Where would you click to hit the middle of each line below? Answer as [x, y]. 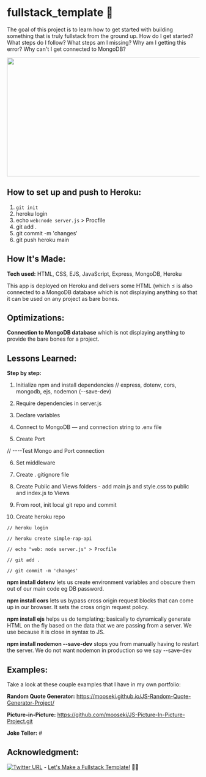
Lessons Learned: [42, 358]
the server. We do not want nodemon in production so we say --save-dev [99, 650]
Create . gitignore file [42, 475]
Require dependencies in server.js [59, 403]
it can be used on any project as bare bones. [63, 298]
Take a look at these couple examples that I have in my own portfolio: [94, 684]
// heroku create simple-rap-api [50, 539]
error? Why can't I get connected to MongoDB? [66, 49]
